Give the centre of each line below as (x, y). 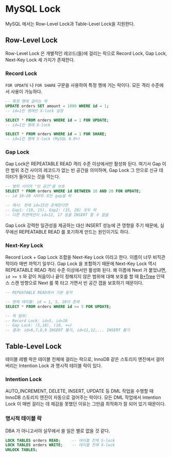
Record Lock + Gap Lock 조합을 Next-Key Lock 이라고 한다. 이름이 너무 (79, 257)
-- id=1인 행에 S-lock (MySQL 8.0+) (43, 139)
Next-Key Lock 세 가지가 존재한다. (40, 60)
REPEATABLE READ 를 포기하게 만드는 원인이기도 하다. (74, 232)
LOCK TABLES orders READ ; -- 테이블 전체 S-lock (60, 440)
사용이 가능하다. (26, 92)
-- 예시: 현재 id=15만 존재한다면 (37, 205)
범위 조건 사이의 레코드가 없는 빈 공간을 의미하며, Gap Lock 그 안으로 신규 (84, 170)
